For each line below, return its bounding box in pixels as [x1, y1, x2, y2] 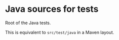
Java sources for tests [5, 3, 99, 15]
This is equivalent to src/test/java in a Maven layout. [5, 29, 115, 35]
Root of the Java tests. [5, 20, 51, 26]
